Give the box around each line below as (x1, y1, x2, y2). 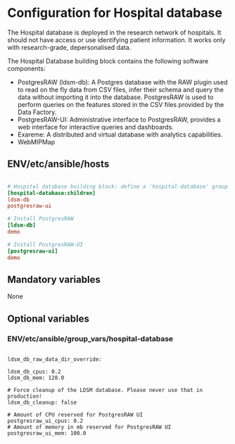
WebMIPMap (17, 137, 56, 146)
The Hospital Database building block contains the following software (7, 56, 209, 65)
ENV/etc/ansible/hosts (7, 158, 110, 170)
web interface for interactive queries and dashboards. (17, 122, 174, 131)
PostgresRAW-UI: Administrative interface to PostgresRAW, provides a (17, 115, 221, 124)
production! (7, 393, 42, 400)
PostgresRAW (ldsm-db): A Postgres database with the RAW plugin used (17, 77, 228, 86)
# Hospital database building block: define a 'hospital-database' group (7, 183, 229, 190)
